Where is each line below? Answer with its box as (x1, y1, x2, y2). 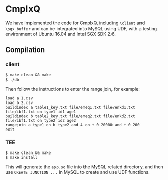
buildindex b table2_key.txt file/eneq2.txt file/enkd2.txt (5, 113, 136, 119)
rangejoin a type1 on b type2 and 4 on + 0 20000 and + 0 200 (5, 122, 140, 127)
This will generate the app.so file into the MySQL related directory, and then (5, 164, 164, 170)
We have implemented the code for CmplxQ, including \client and (5, 20, 145, 26)
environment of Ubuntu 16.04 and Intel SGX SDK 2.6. (5, 31, 116, 37)
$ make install (5, 155, 38, 160)
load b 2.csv (5, 100, 33, 105)
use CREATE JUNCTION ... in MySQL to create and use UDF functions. (5, 169, 150, 175)
